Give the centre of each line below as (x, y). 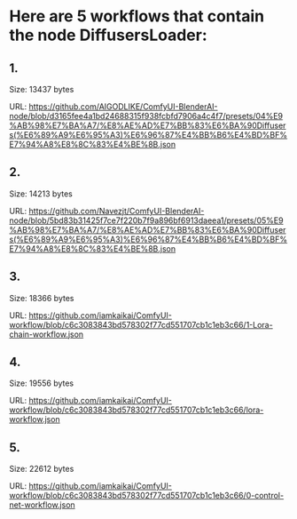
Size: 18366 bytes (42, 298)
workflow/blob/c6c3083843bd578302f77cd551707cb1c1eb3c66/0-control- (147, 496)
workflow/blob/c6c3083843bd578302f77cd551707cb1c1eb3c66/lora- (137, 410)
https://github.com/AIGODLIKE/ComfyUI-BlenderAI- (123, 107)
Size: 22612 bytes (42, 469)
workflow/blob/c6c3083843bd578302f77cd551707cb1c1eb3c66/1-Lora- (141, 324)
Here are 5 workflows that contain (137, 16)
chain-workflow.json (47, 334)
